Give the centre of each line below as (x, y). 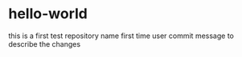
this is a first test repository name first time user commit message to (121, 36)
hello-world (48, 14)
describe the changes (45, 44)
